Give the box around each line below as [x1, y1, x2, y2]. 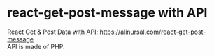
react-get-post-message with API [7, 5, 208, 21]
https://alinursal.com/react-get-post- [99, 28, 206, 36]
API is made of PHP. [7, 42, 65, 50]
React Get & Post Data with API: [7, 28, 99, 36]
